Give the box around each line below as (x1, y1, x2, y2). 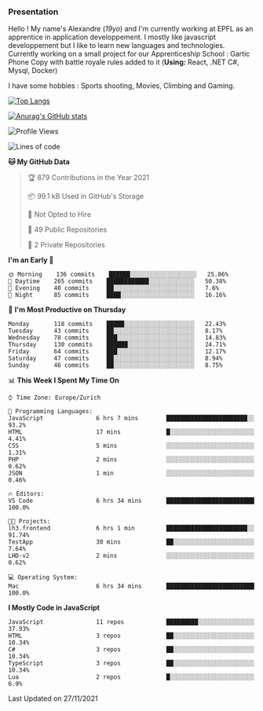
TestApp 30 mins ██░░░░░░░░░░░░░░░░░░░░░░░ (8, 538, 255, 546)
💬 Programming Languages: (8, 408, 93, 416)
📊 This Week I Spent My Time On (8, 376, 119, 385)
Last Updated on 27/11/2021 (8, 694, 98, 703)
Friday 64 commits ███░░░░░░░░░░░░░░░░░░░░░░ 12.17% (8, 348, 226, 356)
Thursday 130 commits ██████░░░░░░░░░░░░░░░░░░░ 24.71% (8, 341, 226, 349)
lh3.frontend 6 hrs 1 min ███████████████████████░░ (8, 525, 255, 533)
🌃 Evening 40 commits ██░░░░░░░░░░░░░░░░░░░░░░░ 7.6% (8, 284, 220, 292)
